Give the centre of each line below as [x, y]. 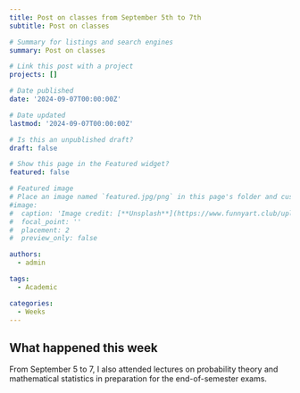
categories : [31, 303]
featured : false [39, 172]
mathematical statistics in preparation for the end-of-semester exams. [138, 379]
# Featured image [42, 188]
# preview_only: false [54, 238]
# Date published [42, 91]
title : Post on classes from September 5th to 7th [105, 17]
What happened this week [83, 348]
